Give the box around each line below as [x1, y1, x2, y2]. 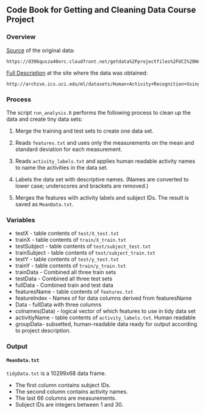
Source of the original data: [6, 46, 75, 54]
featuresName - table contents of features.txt [15, 288, 134, 296]
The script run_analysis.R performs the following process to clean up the [6, 109, 191, 116]
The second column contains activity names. [15, 388, 128, 396]
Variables [6, 216, 35, 224]
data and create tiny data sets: [6, 115, 83, 123]
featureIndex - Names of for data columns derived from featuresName [15, 294, 192, 302]
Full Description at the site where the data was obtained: [6, 69, 148, 76]
